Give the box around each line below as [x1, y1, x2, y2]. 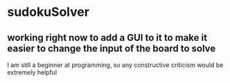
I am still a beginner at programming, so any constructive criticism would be [7, 61, 224, 69]
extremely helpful [7, 68, 57, 76]
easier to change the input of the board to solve [7, 42, 216, 54]
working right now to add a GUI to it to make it [7, 32, 208, 44]
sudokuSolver [7, 4, 90, 20]
